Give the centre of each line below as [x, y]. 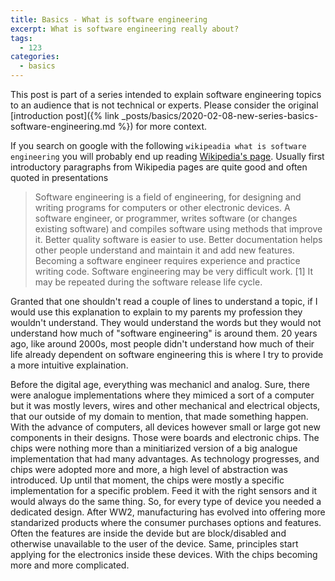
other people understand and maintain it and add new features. [164, 250]
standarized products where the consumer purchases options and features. [166, 522]
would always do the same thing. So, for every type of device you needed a [166, 501]
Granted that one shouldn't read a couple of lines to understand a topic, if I [164, 301]
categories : [35, 57]
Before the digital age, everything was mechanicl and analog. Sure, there [160, 384]
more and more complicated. [70, 565]
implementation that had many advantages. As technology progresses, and [165, 459]
